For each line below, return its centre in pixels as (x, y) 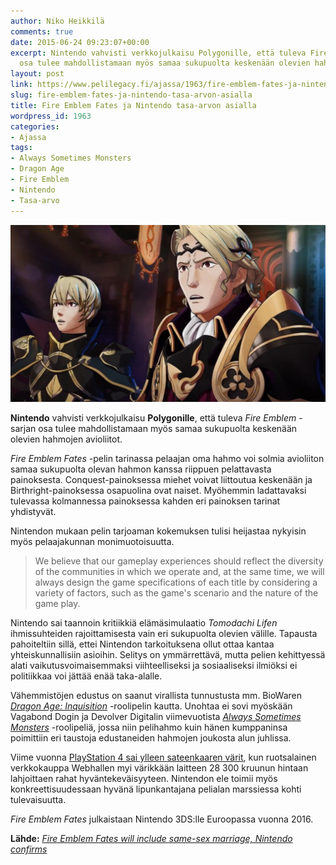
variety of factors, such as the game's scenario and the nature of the (176, 593)
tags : (21, 148)
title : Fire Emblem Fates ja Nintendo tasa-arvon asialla (133, 105)
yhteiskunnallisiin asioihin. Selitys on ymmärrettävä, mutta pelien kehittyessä (168, 654)
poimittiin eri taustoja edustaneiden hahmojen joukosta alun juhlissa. (151, 738)
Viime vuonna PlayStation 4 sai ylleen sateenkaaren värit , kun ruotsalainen (163, 757)
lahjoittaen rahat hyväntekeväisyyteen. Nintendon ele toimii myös (144, 778)
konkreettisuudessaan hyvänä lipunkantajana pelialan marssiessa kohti (156, 789)
